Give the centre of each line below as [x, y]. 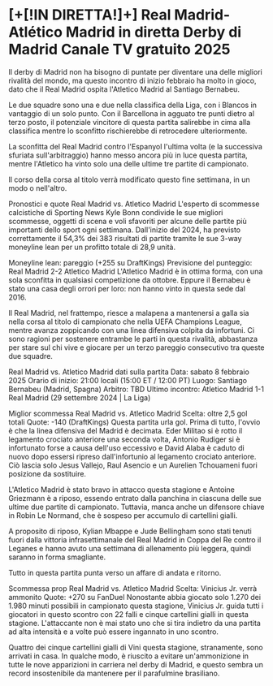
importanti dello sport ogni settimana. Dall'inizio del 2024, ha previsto [125, 230]
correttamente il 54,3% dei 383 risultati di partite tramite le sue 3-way [125, 238]
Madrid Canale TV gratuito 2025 [119, 50]
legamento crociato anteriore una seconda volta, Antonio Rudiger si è [124, 439]
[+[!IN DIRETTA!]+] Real [90, 15]
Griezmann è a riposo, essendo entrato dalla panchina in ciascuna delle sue [135, 498]
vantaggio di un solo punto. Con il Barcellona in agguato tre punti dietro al [131, 113]
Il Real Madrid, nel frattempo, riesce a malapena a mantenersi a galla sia [129, 313]
